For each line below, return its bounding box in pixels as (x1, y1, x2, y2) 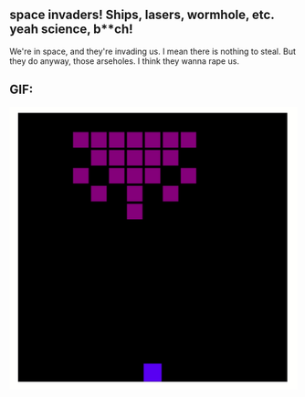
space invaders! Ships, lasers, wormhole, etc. (9, 7, 275, 23)
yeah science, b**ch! (9, 22, 134, 37)
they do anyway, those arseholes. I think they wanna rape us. (9, 55, 240, 67)
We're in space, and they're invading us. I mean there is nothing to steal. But (9, 46, 297, 57)
